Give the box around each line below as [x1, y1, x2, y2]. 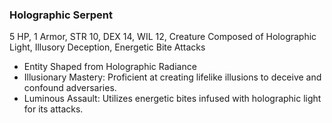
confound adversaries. [23, 82, 117, 94]
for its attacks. [23, 103, 84, 115]
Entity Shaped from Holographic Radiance [23, 61, 197, 73]
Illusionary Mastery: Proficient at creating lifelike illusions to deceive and [23, 71, 322, 83]
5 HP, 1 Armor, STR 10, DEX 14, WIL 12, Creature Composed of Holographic [9, 31, 317, 43]
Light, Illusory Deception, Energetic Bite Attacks [9, 41, 206, 53]
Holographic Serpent [9, 8, 113, 22]
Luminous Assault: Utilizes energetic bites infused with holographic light [23, 93, 322, 105]
